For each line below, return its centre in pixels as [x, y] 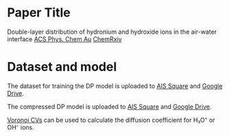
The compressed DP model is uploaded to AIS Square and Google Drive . [110, 106]
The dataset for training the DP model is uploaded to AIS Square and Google [115, 86]
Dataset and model [62, 67]
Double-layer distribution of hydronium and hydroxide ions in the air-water [112, 32]
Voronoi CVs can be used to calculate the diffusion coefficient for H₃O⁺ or [111, 120]
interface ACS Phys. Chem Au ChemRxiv [65, 39]
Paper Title [39, 13]
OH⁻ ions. [21, 127]
